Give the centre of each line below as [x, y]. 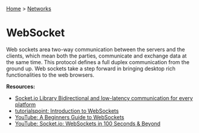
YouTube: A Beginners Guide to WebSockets [69, 117]
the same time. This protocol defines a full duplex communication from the [98, 62]
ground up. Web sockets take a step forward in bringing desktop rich [91, 68]
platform [25, 104]
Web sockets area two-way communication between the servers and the [96, 49]
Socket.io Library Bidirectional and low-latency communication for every [104, 98]
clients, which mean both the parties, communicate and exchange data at [97, 56]
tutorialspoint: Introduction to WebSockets [67, 111]
